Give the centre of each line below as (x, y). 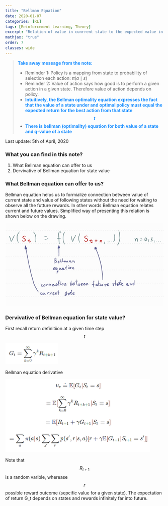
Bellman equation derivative (34, 372)
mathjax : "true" (22, 37)
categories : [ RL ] (23, 21)
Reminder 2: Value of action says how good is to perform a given (92, 83)
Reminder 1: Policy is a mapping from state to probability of (86, 73)
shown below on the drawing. (36, 216)
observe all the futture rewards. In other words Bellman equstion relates (79, 206)
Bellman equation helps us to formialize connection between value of (77, 195)
